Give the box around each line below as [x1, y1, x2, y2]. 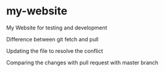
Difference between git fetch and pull [6, 35, 99, 43]
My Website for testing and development [6, 24, 107, 31]
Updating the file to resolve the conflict [6, 47, 104, 55]
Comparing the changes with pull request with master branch [6, 59, 159, 66]
